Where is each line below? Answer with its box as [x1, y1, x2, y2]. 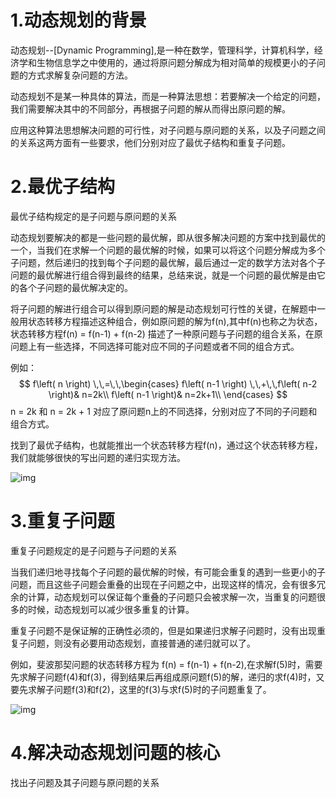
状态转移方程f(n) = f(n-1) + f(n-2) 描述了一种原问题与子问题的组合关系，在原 [10, 327, 323, 340]
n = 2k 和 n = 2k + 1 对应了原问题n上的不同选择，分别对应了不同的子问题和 [10, 405, 318, 417]
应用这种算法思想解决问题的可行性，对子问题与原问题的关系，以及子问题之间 [10, 124, 326, 136]
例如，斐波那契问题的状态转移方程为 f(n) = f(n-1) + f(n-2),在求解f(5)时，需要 [10, 658, 323, 670]
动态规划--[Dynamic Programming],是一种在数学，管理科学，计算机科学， [10, 44, 315, 56]
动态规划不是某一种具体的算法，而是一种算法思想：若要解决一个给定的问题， [10, 90, 326, 102]
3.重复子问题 [10, 510, 115, 533]
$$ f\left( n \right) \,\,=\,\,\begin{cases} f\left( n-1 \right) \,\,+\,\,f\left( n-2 [18, 377, 318, 390]
